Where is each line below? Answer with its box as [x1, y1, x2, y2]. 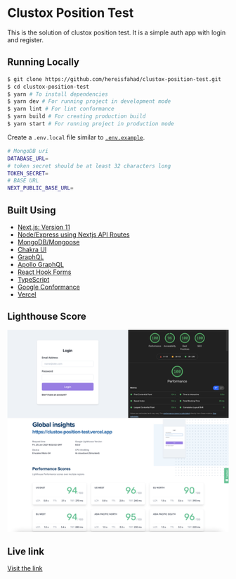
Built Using [7, 204, 56, 216]
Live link [7, 545, 44, 557]
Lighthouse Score [7, 311, 86, 323]
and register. [7, 35, 44, 44]
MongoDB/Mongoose [17, 237, 80, 246]
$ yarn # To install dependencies [7, 90, 109, 98]
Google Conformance [17, 282, 81, 291]
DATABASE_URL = [7, 155, 49, 162]
